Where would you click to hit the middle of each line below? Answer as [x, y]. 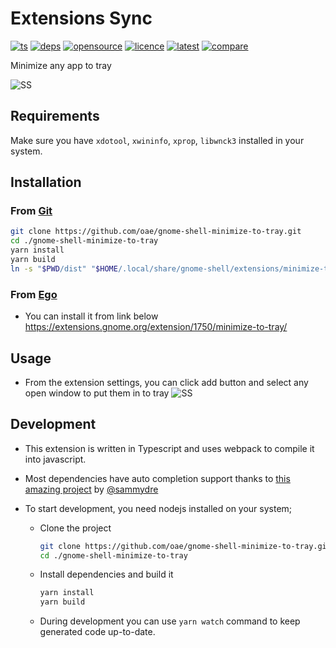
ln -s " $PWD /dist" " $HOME [64, 268]
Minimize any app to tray [61, 65]
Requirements [55, 116]
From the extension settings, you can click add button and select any [166, 382]
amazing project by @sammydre [91, 489]
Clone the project [75, 528]
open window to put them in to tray [97, 393]
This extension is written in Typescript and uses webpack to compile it [169, 448]
